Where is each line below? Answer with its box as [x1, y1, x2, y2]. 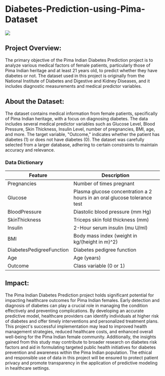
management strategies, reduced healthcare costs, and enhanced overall [5, 328, 153, 334]
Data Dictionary [5, 159, 43, 166]
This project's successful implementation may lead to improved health [5, 323, 147, 329]
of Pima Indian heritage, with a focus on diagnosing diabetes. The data [5, 115, 148, 121]
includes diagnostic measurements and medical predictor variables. [5, 83, 142, 89]
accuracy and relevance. [5, 147, 55, 153]
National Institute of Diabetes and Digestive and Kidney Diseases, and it [5, 78, 150, 84]
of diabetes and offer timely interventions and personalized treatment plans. [5, 318, 159, 324]
